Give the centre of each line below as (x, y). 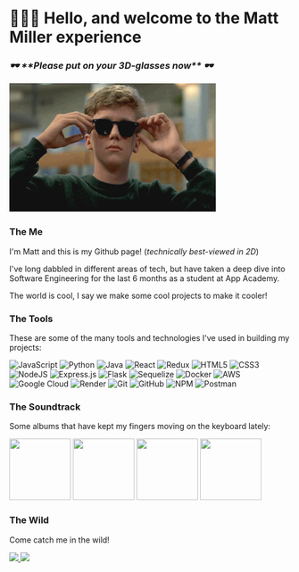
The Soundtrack (45, 407)
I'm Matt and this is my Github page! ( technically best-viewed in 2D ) (134, 251)
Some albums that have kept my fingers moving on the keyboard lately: (140, 427)
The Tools (31, 319)
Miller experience (75, 37)
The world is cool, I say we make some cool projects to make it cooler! (138, 295)
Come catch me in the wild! (59, 540)
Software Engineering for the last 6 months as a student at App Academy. (145, 278)
